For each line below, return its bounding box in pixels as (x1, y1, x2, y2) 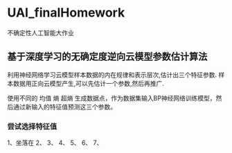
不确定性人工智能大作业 (7, 28, 74, 37)
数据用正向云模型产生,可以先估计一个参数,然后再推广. (12, 79, 165, 87)
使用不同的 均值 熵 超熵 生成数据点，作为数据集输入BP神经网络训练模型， (7, 93, 216, 102)
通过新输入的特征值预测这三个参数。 (12, 102, 116, 111)
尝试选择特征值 (7, 121, 57, 131)
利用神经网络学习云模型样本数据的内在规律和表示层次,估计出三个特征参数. (7, 71, 217, 79)
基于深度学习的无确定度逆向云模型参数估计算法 (7, 51, 208, 63)
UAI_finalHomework (7, 5, 125, 21)
